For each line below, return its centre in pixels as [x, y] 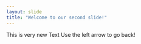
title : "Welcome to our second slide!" [57, 17]
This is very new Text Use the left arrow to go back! [71, 34]
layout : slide [24, 12]
